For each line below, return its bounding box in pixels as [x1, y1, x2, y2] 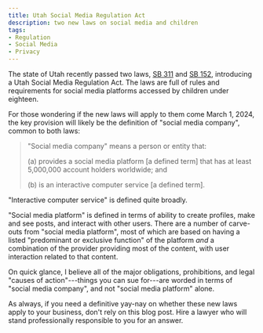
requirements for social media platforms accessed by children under [8, 86, 229, 95]
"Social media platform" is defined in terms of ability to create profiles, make [8, 211, 255, 219]
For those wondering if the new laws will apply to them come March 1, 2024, [8, 110, 255, 118]
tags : [8, 26, 26, 34]
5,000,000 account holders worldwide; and [27, 165, 167, 174]
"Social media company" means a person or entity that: [27, 142, 206, 150]
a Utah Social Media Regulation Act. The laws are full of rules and [8, 78, 220, 87]
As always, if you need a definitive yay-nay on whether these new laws [8, 299, 238, 308]
